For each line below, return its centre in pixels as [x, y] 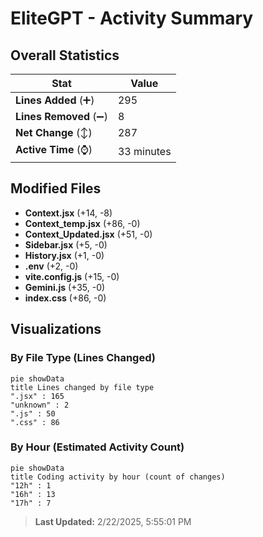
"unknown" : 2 [40, 405]
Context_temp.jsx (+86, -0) [82, 223]
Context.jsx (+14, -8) [68, 213]
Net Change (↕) [54, 132]
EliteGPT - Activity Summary [132, 18]
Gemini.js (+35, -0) [65, 287]
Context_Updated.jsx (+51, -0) [88, 234]
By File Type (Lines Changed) [83, 358]
